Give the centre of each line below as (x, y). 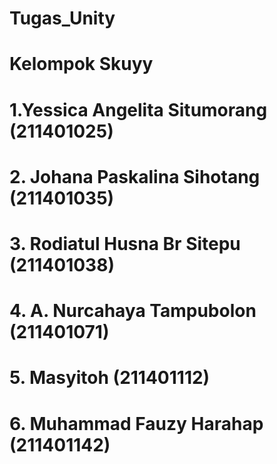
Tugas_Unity (62, 18)
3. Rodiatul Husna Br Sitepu (125, 243)
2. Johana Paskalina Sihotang (135, 176)
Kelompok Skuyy (81, 64)
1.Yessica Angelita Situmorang (138, 109)
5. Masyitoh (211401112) (110, 378)
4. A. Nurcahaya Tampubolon (133, 311)
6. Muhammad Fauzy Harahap (136, 423)
